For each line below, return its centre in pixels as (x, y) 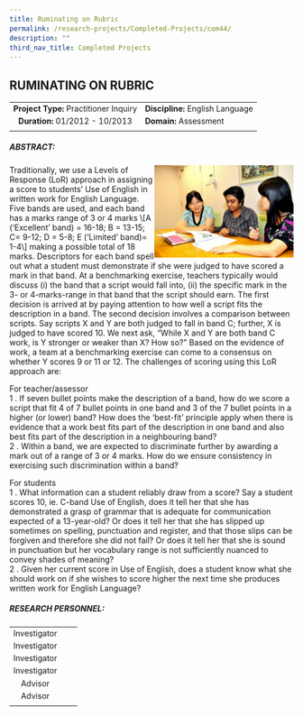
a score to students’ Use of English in (78, 188)
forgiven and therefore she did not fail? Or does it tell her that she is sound (147, 540)
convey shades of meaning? (62, 559)
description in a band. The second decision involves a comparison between (150, 313)
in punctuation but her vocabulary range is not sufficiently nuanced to (139, 549)
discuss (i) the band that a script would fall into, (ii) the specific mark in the (148, 285)
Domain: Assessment (184, 121)
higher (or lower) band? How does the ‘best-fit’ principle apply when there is (151, 417)
